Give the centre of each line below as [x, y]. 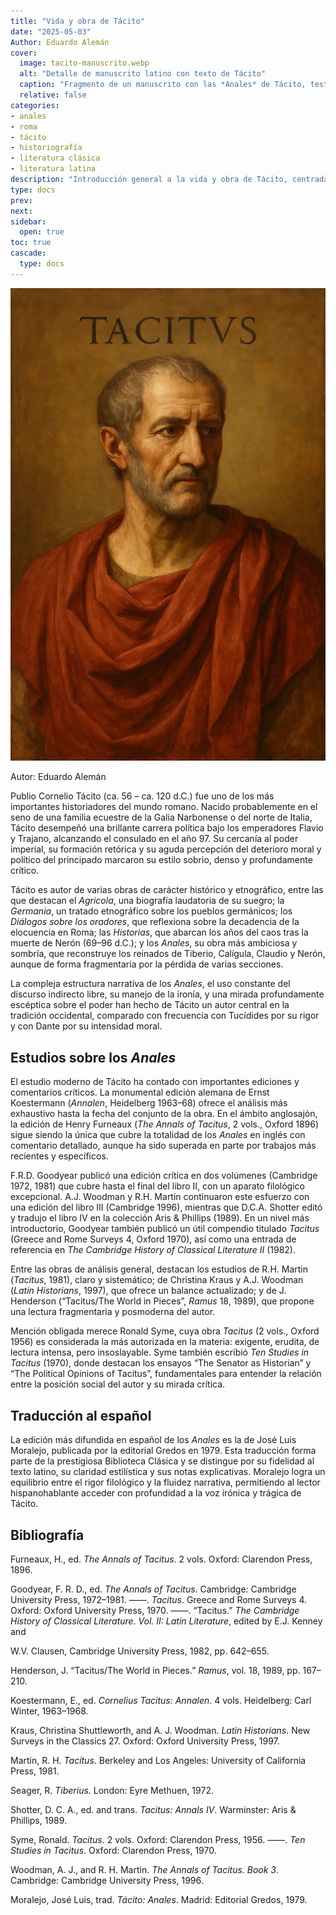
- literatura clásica [55, 158]
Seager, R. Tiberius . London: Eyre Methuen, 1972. [112, 1790]
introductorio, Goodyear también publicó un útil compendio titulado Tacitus [165, 1229]
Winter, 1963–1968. [49, 1711]
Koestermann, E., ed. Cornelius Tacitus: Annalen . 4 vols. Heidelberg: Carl [161, 1700]
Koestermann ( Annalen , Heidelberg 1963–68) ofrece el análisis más [149, 1103]
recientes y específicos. [59, 1156]
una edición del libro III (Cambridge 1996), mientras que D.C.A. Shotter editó [166, 1207]
